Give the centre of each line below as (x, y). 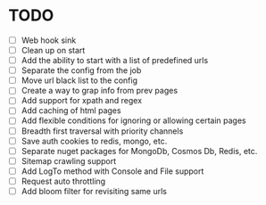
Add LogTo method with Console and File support (112, 171)
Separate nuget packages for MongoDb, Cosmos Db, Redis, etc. (139, 151)
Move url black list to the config (79, 80)
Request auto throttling (63, 181)
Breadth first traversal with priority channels (102, 131)
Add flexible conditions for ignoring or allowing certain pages (133, 120)
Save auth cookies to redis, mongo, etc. (94, 141)
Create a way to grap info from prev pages (100, 91)
